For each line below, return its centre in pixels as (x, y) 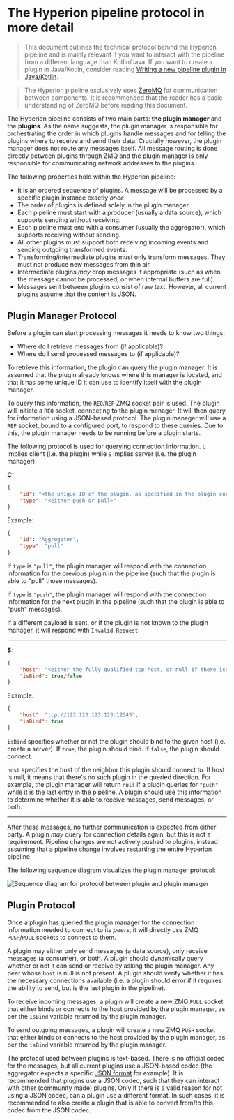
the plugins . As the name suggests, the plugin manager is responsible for (112, 126)
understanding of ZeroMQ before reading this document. (106, 105)
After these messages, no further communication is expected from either (112, 827)
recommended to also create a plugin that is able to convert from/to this (110, 1103)
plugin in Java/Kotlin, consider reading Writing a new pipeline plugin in (125, 69)
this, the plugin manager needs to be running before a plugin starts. (104, 433)
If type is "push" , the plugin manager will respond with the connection (107, 594)
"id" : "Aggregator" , (49, 540)
